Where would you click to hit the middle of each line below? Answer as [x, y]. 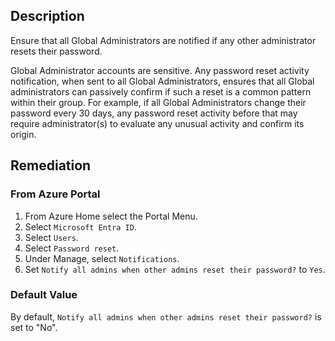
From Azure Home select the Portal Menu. [111, 216]
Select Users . [51, 237]
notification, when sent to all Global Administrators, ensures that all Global [162, 81]
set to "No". [34, 327]
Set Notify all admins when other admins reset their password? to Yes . [175, 269]
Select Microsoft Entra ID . [80, 226]
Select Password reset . [72, 248]
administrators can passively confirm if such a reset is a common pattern [161, 91]
